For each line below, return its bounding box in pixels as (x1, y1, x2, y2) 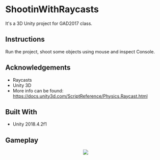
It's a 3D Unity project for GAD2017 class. (5, 20, 93, 26)
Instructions (5, 35, 45, 44)
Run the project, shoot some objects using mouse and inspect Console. (5, 48, 155, 54)
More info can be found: (12, 87, 64, 93)
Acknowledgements (5, 63, 71, 72)
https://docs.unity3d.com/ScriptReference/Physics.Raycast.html (12, 93, 148, 99)
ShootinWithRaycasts (5, 4, 99, 15)
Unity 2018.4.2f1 (12, 121, 47, 127)
